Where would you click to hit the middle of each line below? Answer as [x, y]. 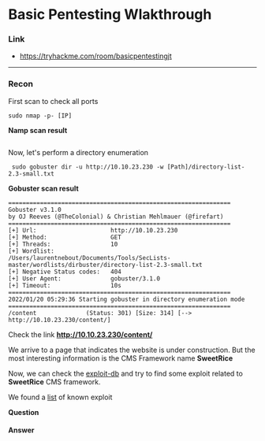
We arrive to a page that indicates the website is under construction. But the [132, 350]
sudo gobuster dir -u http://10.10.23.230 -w [88, 167]
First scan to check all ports [53, 101]
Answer [21, 430]
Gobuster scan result [43, 188]
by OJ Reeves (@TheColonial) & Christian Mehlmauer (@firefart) [116, 217]
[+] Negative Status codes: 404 [65, 272]
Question [24, 412]
